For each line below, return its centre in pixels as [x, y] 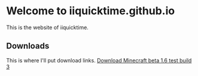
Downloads [28, 46]
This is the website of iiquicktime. [47, 27]
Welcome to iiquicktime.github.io [91, 11]
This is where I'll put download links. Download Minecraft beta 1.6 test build [99, 60]
